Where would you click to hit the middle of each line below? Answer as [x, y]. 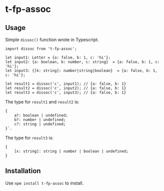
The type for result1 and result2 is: [42, 102]
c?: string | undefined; [40, 124]
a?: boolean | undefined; [41, 115]
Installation [23, 171]
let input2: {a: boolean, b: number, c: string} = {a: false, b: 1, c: [82, 62]
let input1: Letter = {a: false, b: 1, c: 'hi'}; [58, 57]
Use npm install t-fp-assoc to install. [44, 183]
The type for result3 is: [29, 138]
